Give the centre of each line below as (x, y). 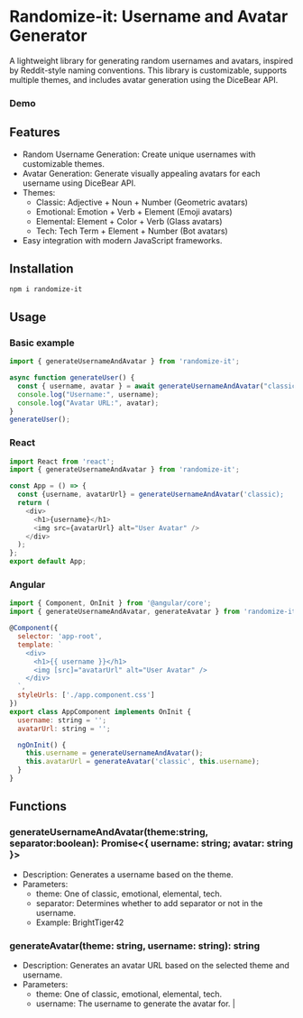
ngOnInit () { (42, 745)
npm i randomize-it (46, 289)
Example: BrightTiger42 (80, 922)
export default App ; (48, 562)
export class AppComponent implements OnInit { (101, 711)
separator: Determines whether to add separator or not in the (149, 903)
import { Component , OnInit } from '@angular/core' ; (110, 603)
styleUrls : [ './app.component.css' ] (86, 695)
